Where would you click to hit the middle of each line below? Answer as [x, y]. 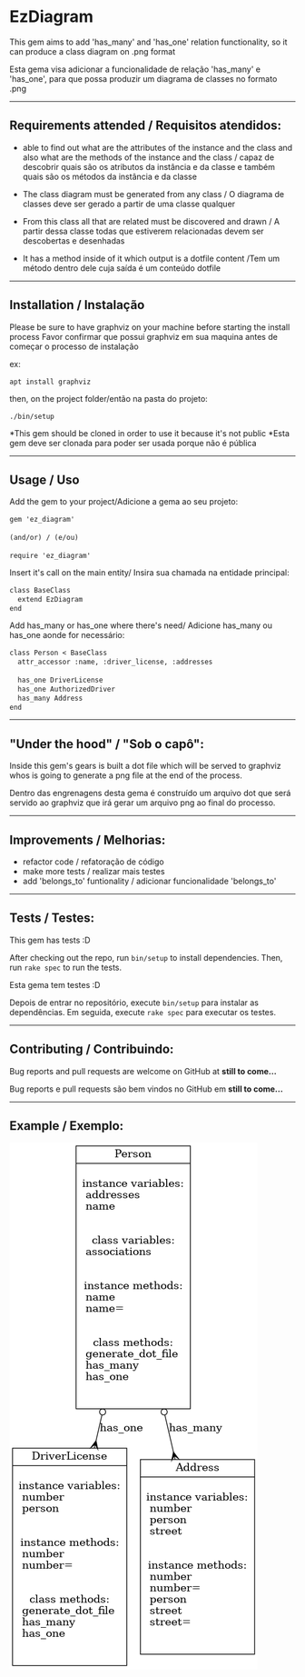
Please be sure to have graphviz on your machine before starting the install [150, 327]
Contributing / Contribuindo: [92, 1049]
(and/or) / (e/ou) [44, 538]
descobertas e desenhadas [74, 240]
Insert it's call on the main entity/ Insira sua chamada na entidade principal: [149, 573]
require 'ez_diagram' [50, 556]
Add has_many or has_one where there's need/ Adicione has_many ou [141, 625]
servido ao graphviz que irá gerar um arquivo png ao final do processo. [143, 803]
